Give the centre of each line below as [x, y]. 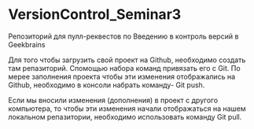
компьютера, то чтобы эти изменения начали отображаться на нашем [127, 109]
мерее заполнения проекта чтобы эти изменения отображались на [122, 76]
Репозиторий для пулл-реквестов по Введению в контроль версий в [123, 36]
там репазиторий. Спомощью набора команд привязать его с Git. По [125, 68]
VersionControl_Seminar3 [95, 15]
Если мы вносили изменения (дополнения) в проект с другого [113, 100]
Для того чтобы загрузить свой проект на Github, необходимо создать [127, 60]
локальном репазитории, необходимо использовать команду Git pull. [125, 116]
